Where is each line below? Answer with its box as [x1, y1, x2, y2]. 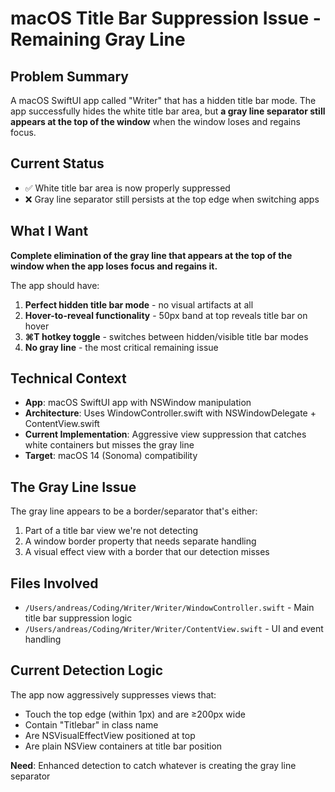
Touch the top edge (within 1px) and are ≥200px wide [24, 708, 246, 720]
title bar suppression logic [24, 612, 133, 624]
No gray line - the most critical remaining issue [24, 341, 219, 353]
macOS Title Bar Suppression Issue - [10, 7, 322, 30]
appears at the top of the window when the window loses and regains [10, 116, 301, 127]
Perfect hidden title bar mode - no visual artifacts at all [24, 298, 254, 311]
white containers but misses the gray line [24, 439, 195, 451]
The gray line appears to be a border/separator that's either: [10, 505, 258, 517]
